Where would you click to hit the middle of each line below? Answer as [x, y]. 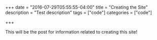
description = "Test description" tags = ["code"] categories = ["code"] [78, 12]
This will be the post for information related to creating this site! [71, 32]
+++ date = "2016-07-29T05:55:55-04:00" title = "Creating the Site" [76, 7]
